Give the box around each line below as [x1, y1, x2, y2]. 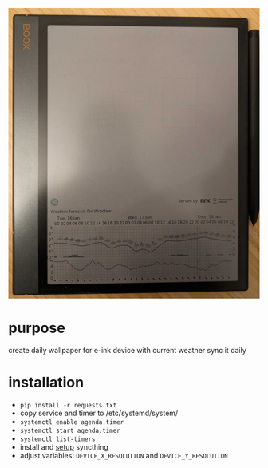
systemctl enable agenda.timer [19, 418, 124, 426]
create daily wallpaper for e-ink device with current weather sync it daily [8, 345, 247, 355]
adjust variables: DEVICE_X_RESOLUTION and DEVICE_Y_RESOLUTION [19, 450, 229, 460]
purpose [8, 319, 65, 337]
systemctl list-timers [19, 435, 96, 443]
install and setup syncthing [19, 442, 109, 451]
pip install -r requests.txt [19, 401, 117, 409]
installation [8, 373, 85, 391]
